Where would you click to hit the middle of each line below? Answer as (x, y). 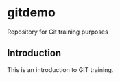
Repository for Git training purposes (58, 32)
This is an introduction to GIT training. (60, 69)
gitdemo (32, 13)
